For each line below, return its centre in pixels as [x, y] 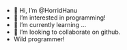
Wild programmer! [39, 39]
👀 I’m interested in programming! [59, 18]
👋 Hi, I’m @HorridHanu [45, 10]
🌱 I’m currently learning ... [50, 25]
